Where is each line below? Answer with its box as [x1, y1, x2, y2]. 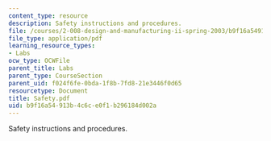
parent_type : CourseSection [8, 72, 103, 80]
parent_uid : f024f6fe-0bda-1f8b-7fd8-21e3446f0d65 [8, 79, 182, 87]
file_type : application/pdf [8, 34, 103, 43]
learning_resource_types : [8, 42, 95, 50]
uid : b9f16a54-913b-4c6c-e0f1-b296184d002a [8, 102, 157, 110]
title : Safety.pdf [8, 94, 70, 102]
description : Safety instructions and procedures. [8, 19, 182, 27]
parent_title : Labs [8, 64, 74, 73]
